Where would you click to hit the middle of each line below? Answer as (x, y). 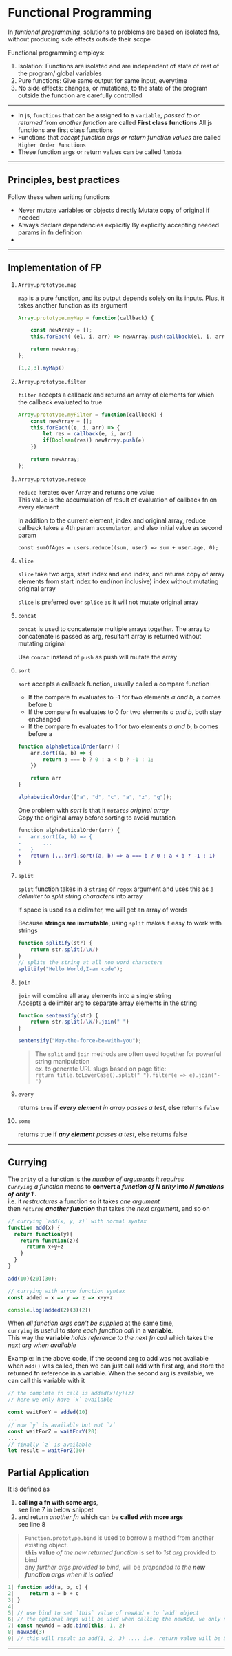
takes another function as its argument (73, 305)
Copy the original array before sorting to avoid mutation (97, 818)
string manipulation (62, 1062)
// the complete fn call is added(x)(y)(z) (71, 1393)
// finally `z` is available (50, 1445)
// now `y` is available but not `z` (62, 1425)
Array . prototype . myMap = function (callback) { (86, 318)
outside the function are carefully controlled (80, 95)
